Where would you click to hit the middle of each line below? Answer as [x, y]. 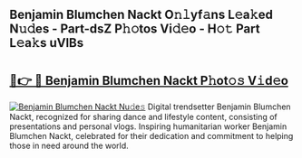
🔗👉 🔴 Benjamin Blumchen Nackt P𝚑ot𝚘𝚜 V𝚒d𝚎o [149, 80]
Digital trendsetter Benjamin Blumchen [219, 107]
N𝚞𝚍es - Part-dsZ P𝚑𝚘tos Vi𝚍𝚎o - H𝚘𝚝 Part [135, 29]
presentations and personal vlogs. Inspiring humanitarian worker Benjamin [148, 126]
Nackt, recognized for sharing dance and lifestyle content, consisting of [144, 117]
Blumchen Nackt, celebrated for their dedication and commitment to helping [151, 136]
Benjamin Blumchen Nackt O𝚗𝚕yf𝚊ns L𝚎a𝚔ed [141, 15]
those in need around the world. [69, 145]
